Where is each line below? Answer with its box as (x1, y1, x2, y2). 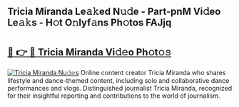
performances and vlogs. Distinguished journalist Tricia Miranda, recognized (7, 84, 233, 92)
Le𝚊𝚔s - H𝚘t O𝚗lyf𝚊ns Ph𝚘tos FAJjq (7, 17, 172, 29)
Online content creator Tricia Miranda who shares (80, 69, 226, 77)
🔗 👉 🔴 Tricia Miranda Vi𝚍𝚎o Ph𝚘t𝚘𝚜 (7, 46, 172, 58)
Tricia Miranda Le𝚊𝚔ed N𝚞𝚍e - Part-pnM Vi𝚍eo (7, 6, 221, 18)
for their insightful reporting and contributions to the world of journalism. (7, 91, 220, 100)
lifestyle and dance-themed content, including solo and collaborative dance (7, 77, 230, 84)
